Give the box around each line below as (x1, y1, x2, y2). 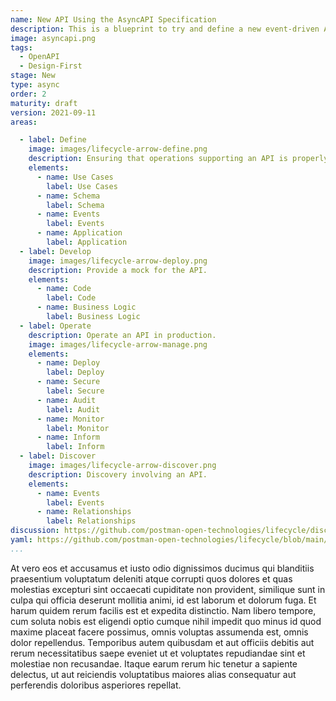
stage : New (10, 71, 56, 81)
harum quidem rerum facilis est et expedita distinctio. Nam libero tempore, (10, 604, 317, 616)
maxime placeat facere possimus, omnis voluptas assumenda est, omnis (10, 626, 309, 638)
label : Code (46, 293, 97, 303)
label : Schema (46, 200, 105, 210)
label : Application (46, 237, 128, 247)
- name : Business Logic (36, 302, 137, 313)
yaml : (10, 535, 33, 545)
